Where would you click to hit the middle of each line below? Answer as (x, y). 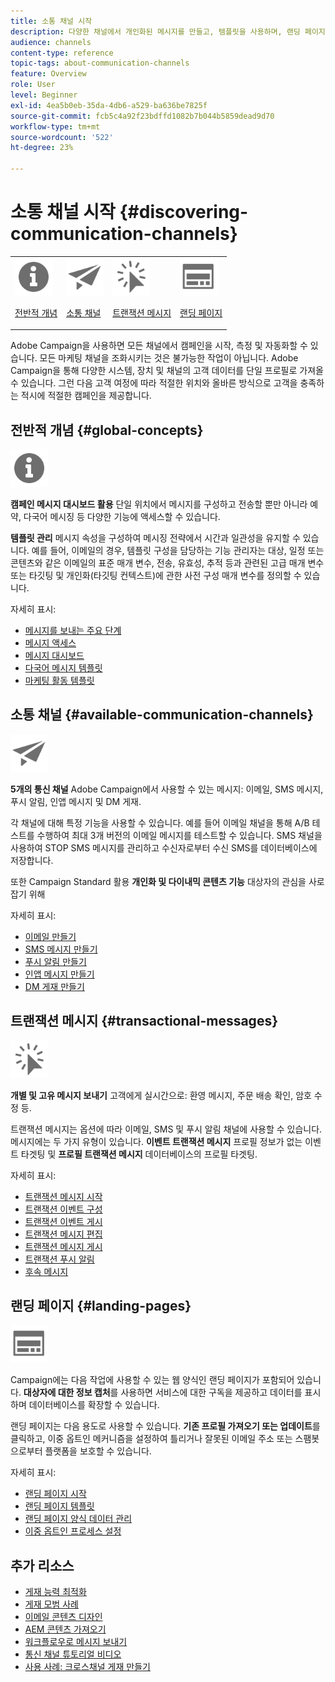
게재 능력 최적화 (55, 1592)
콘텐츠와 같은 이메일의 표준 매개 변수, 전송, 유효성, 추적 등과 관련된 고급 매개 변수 (167, 563)
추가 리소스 (42, 1565)
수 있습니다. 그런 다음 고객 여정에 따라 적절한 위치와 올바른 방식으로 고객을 (154, 383)
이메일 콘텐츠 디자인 (63, 1617)
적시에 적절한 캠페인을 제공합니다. (86, 396)
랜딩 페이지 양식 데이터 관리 (78, 1519)
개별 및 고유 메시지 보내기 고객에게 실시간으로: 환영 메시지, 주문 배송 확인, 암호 (161, 1095)
